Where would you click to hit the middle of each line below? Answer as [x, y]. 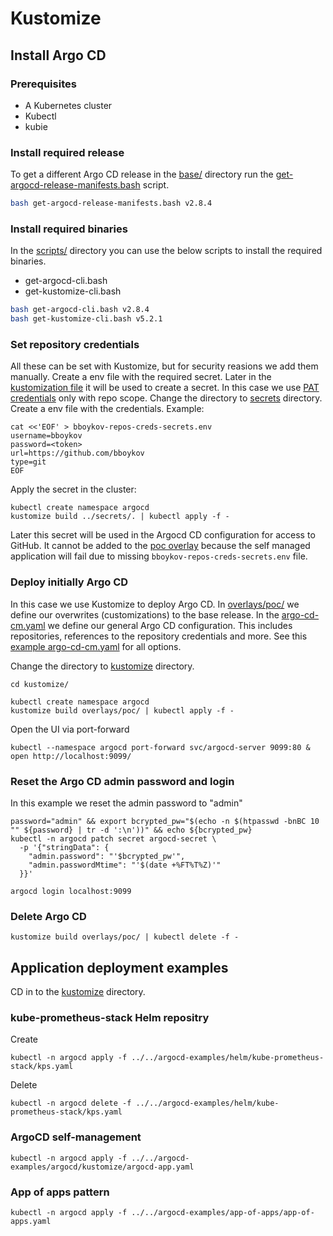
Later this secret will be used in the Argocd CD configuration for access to [163, 535]
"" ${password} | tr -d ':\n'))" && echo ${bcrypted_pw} [131, 830]
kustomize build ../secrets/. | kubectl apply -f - [120, 517]
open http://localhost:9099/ [71, 756]
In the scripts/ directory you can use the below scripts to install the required [166, 251]
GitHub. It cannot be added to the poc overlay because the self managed [160, 546]
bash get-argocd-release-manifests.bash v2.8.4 [111, 203]
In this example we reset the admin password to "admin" [126, 803]
